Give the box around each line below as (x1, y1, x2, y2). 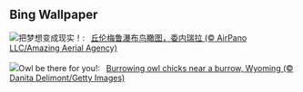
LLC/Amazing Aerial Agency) (9, 42, 118, 53)
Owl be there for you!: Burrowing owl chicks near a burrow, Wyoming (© (18, 62, 294, 73)
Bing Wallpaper (9, 7, 98, 23)
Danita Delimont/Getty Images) (9, 72, 126, 83)
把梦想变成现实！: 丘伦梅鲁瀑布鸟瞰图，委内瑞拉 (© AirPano (18, 32, 247, 43)
